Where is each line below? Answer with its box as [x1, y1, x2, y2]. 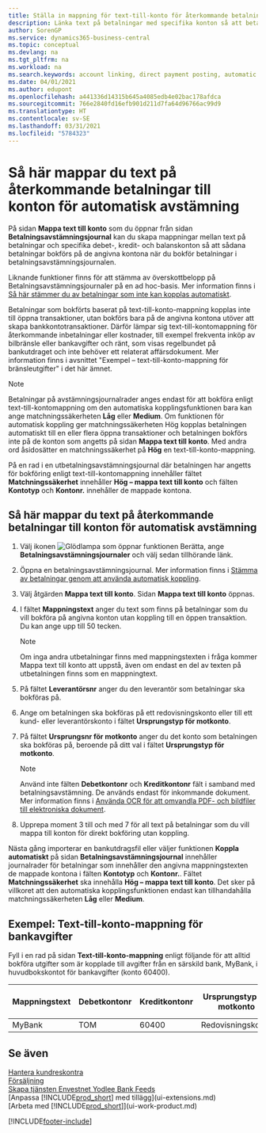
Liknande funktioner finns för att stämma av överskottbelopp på [8, 273, 216, 282]
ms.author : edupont [8, 85, 73, 93]
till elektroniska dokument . [19, 805, 106, 814]
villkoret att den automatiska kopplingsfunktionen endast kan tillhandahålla [8, 886, 252, 895]
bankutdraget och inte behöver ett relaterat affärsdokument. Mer [8, 346, 219, 357]
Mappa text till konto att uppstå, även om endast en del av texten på [19, 661, 241, 670]
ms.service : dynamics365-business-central [8, 33, 150, 42]
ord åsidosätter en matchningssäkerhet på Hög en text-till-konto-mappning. [8, 444, 256, 454]
